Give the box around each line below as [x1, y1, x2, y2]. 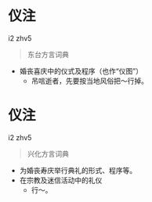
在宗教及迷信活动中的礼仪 [19, 175, 103, 185]
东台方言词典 [27, 49, 69, 59]
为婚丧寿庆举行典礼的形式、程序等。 [19, 165, 137, 175]
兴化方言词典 [27, 149, 69, 158]
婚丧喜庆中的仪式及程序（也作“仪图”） [19, 66, 143, 75]
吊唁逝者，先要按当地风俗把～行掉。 [31, 76, 149, 85]
